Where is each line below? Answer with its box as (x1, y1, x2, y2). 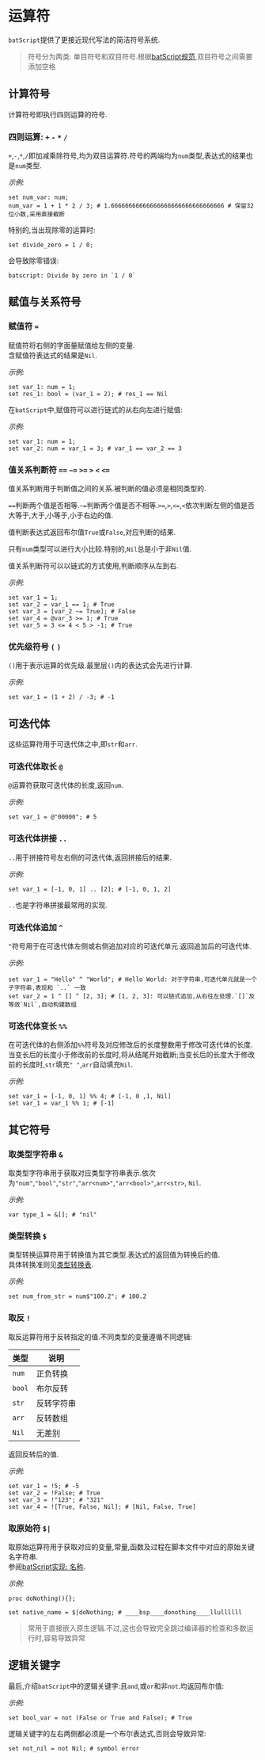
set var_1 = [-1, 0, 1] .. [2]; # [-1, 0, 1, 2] (8, 885, 172, 893)
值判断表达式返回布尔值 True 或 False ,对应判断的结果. (8, 528, 176, 537)
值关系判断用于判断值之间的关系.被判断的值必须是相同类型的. (8, 484, 207, 494)
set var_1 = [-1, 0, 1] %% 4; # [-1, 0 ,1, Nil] (8, 1093, 172, 1101)
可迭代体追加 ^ (8, 922, 63, 933)
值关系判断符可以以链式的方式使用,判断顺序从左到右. (8, 561, 180, 571)
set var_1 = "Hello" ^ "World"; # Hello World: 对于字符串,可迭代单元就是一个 (8, 975, 257, 983)
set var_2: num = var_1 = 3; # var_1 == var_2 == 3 (8, 445, 182, 452)
